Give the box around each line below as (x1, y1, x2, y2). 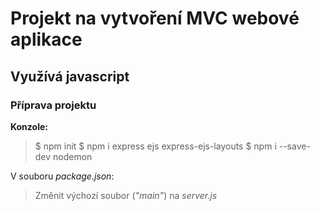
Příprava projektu (10, 98, 97, 112)
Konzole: (10, 120, 48, 132)
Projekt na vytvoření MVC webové (10, 7, 300, 30)
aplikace (10, 28, 83, 51)
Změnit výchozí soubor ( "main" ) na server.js (34, 189, 218, 201)
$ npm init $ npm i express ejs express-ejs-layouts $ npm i (34, 140, 277, 152)
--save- (278, 140, 311, 152)
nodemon (53, 150, 93, 162)
